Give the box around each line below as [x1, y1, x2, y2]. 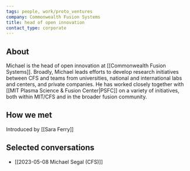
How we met [6, 110, 53, 120]
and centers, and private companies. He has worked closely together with [6, 81, 184, 88]
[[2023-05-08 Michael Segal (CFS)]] [14, 158, 103, 165]
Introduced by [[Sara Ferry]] [6, 125, 74, 132]
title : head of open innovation [6, 19, 85, 25]
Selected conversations [6, 143, 95, 153]
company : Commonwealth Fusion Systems [6, 14, 101, 20]
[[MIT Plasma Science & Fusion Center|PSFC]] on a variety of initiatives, [6, 87, 179, 94]
